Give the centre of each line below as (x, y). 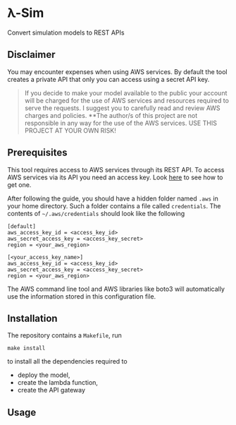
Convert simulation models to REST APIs (66, 32)
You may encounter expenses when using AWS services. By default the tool (117, 71)
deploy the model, (44, 375)
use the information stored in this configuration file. (82, 296)
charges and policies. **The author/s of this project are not (111, 115)
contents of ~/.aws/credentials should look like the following (96, 213)
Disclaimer (31, 55)
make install (26, 348)
